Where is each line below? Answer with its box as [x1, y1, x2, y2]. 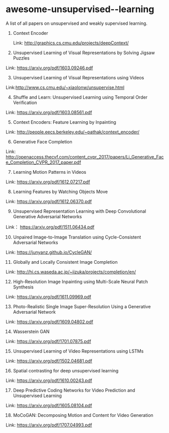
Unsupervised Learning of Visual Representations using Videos [13, 74, 144, 80]
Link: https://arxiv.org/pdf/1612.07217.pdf [6, 178, 90, 185]
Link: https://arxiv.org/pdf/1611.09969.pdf [6, 294, 92, 300]
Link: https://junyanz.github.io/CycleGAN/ [6, 249, 92, 255]
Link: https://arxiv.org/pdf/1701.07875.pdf [6, 338, 92, 344]
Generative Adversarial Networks [13, 213, 82, 219]
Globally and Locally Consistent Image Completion [13, 259, 118, 265]
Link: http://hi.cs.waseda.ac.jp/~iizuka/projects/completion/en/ [6, 269, 136, 275]
